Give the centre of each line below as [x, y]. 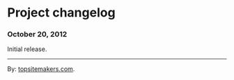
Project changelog [62, 13]
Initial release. [27, 49]
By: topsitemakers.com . [41, 69]
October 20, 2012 [37, 34]
